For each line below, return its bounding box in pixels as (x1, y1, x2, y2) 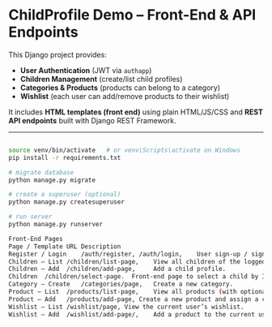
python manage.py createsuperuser (8, 198, 125, 206)
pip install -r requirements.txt (8, 153, 121, 161)
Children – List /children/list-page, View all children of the (8, 257, 241, 265)
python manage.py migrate (8, 176, 96, 184)
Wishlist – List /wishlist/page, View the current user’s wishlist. (8, 303, 244, 311)
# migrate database (8, 168, 74, 176)
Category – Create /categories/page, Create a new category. (8, 280, 233, 289)
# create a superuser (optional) (8, 191, 121, 199)
